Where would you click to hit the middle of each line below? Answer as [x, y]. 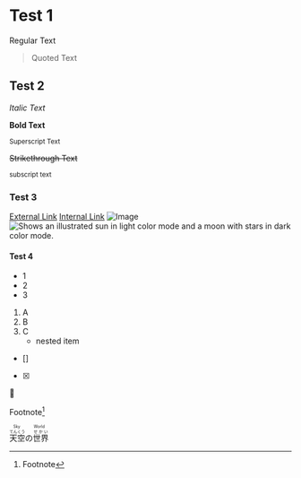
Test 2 [27, 86]
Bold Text [27, 125]
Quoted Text [54, 57]
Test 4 [21, 256]
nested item [57, 341]
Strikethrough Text [43, 158]
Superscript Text [35, 141]
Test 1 [31, 16]
